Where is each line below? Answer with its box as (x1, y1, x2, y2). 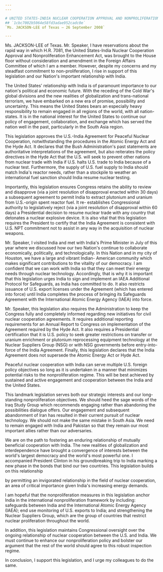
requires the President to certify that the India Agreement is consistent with (5, 220, 155, 226)
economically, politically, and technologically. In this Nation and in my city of (5, 250, 158, 256)
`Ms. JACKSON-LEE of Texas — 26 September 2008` (5, 25, 105, 30)
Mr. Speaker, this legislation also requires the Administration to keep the (5, 306, 149, 312)
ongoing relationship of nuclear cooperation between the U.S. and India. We (5, 532, 157, 539)
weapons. (5, 230, 25, 236)
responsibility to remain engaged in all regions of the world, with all (5, 109, 139, 114)
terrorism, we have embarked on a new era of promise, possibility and (5, 98, 145, 104)
